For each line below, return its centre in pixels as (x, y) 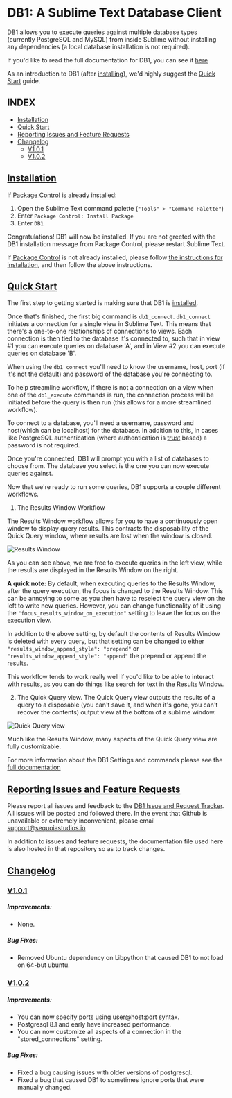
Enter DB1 (30, 223)
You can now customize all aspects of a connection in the (99, 1032)
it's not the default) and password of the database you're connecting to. (110, 374)
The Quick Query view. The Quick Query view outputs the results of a (116, 698)
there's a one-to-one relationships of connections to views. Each (100, 332)
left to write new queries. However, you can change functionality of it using (114, 606)
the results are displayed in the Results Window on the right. (93, 570)
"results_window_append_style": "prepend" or (73, 649)
